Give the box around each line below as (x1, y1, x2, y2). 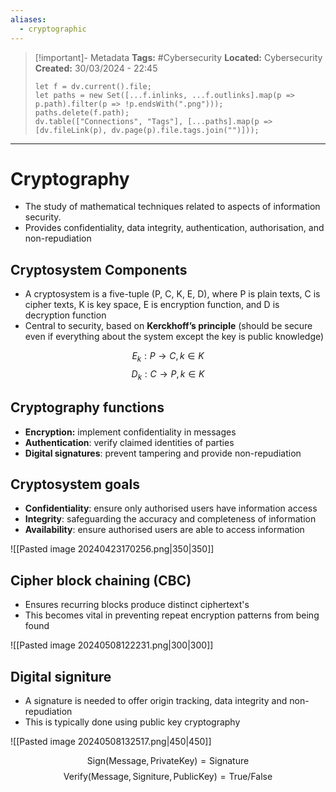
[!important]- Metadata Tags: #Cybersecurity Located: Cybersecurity (34, 51, 323, 63)
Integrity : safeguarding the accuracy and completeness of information (24, 513, 317, 525)
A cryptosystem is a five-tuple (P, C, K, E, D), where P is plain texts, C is (24, 288, 321, 300)
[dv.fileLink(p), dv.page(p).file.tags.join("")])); (34, 125, 260, 135)
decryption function (24, 309, 107, 321)
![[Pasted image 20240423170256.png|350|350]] (10, 543, 215, 555)
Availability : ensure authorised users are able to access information (24, 524, 305, 536)
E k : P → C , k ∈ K (131, 350, 205, 365)
